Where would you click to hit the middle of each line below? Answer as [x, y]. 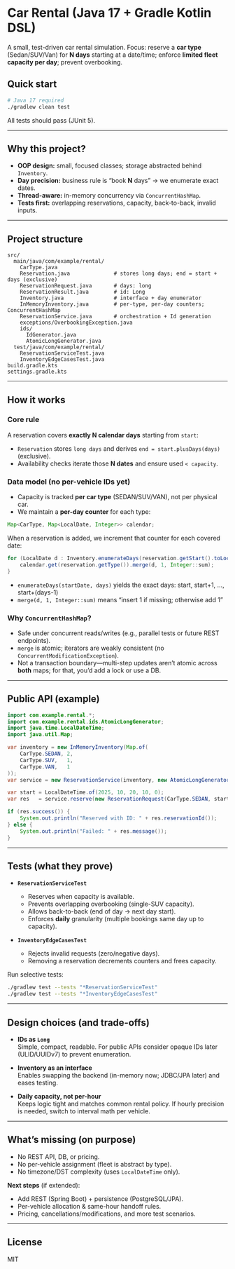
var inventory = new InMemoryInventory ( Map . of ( [78, 747]
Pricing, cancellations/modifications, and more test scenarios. [106, 1214]
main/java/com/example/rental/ [59, 262]
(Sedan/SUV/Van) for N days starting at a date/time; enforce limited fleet [113, 55]
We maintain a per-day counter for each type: [84, 512]
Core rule [23, 420]
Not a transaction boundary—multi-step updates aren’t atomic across [117, 663]
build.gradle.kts [33, 366]
